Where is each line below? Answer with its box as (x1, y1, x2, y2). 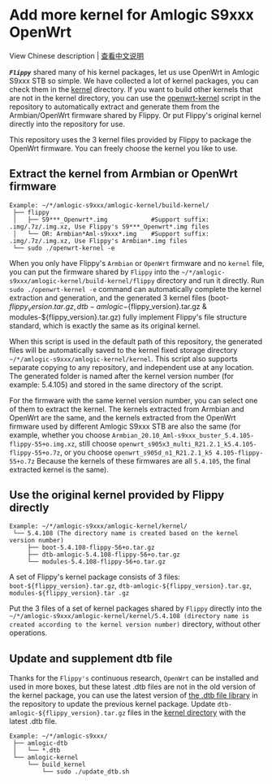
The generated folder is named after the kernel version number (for (9, 371, 234, 381)
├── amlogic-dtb (12, 739, 68, 747)
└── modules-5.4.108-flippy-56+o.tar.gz (27, 558, 166, 566)
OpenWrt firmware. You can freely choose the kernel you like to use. (9, 143, 238, 153)
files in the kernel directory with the (127, 708, 246, 717)
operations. (9, 628, 48, 638)
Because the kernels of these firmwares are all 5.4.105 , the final (37, 455, 251, 465)
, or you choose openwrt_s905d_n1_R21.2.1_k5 (60, 447, 213, 457)
